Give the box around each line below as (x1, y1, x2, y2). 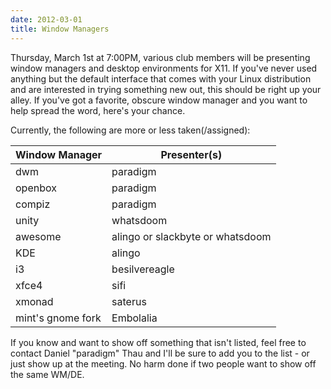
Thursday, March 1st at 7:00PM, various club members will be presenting (10, 51, 311, 63)
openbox (15, 181, 57, 195)
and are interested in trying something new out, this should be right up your (10, 83, 322, 95)
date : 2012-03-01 (10, 14, 83, 25)
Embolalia (111, 311, 158, 325)
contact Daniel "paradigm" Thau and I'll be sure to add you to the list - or (10, 347, 310, 359)
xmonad (15, 294, 54, 308)
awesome (15, 229, 62, 243)
